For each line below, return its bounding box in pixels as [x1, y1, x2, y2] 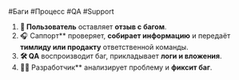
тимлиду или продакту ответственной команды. [19, 43, 189, 51]
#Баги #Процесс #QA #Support [8, 7, 114, 16]
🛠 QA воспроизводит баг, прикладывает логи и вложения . [19, 51, 222, 60]
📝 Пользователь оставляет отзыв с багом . [19, 22, 167, 31]
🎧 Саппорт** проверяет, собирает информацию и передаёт [19, 31, 231, 40]
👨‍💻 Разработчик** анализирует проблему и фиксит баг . [19, 63, 213, 72]
